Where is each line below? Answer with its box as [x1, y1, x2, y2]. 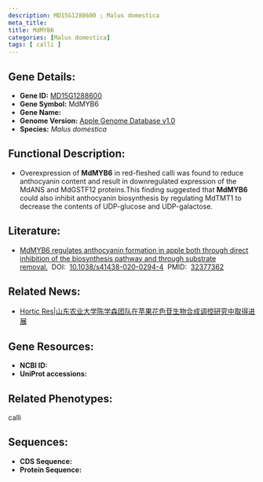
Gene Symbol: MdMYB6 [19, 99, 100, 109]
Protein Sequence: [19, 465, 82, 474]
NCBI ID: [19, 361, 49, 370]
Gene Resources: [8, 339, 94, 353]
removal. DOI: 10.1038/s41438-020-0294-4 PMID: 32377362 [19, 261, 225, 272]
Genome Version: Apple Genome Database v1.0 [19, 116, 176, 125]
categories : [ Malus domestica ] [8, 33, 111, 42]
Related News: [8, 284, 81, 298]
